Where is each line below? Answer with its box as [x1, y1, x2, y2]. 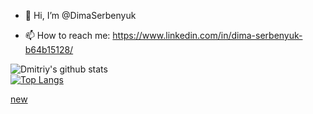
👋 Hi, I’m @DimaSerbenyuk [24, 10, 137, 21]
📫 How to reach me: [24, 30, 111, 41]
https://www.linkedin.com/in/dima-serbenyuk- [112, 30, 303, 41]
